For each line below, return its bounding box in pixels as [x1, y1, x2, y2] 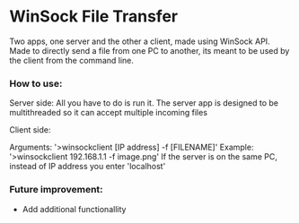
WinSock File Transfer [9, 6, 178, 27]
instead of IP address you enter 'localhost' [9, 161, 166, 172]
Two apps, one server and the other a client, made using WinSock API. [9, 36, 271, 47]
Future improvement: [9, 184, 103, 196]
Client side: [9, 124, 51, 135]
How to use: [9, 77, 63, 90]
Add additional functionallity [22, 203, 127, 214]
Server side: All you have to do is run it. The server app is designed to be [9, 98, 279, 108]
